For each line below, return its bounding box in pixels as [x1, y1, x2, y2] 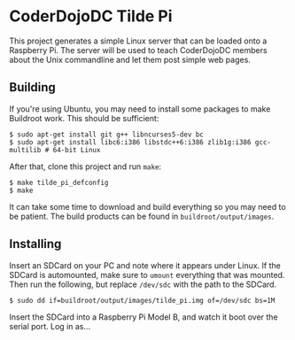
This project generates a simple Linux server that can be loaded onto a [9, 35, 268, 46]
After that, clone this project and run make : [9, 161, 162, 172]
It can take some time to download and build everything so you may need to [9, 201, 286, 212]
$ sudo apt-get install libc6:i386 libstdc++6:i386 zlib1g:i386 [9, 137, 252, 147]
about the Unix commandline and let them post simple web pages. [9, 54, 251, 65]
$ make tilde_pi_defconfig [9, 178, 109, 187]
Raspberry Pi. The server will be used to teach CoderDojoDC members [9, 44, 268, 55]
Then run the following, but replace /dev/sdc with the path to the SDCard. [9, 279, 277, 290]
